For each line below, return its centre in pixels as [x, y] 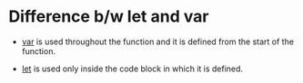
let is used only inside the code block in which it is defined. [132, 69]
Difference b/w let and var [109, 17]
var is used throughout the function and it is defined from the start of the [158, 41]
